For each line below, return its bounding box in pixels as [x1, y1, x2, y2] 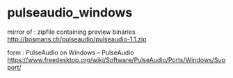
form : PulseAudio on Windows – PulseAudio [7, 48, 134, 57]
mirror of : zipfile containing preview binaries [7, 28, 136, 36]
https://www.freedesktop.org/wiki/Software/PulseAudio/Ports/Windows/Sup [7, 55, 226, 64]
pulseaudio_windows [7, 5, 133, 21]
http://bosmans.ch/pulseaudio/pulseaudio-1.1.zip [7, 35, 147, 43]
